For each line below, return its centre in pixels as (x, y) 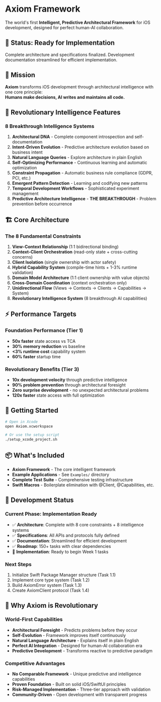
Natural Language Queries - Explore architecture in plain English (77, 158)
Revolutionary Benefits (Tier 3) (42, 369)
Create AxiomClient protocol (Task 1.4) (51, 590)
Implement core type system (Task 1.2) (51, 580)
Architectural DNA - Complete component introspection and (73, 137)
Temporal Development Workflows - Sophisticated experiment (76, 189)
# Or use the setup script (32, 435)
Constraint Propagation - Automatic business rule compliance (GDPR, (82, 173)
